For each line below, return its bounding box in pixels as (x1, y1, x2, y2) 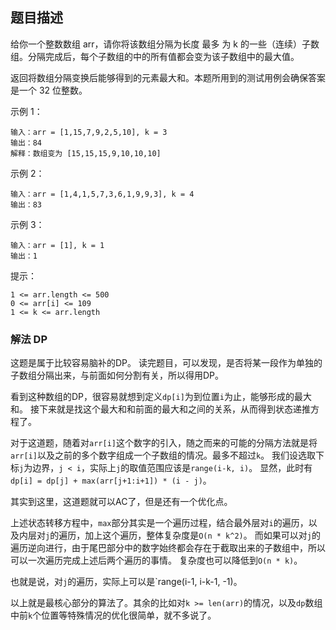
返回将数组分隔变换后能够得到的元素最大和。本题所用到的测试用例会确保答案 (10, 71, 326, 83)
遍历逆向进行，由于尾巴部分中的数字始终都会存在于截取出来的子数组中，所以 (10, 542, 326, 554)
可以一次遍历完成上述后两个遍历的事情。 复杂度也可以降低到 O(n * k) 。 (10, 554, 303, 567)
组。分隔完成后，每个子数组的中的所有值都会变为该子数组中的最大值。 (10, 50, 300, 62)
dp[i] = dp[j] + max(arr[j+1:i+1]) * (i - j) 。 (10, 474, 212, 487)
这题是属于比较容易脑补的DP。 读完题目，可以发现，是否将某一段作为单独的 (10, 357, 323, 369)
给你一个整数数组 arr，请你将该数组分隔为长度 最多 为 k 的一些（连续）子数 (10, 38, 320, 50)
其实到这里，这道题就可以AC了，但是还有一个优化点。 (10, 496, 233, 508)
